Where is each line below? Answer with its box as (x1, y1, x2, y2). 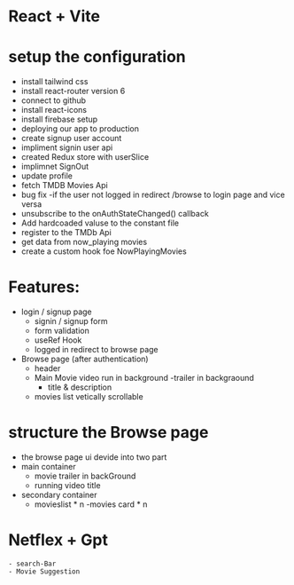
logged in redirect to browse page (34, 344, 159, 355)
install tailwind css (20, 76, 89, 87)
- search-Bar (8, 559, 57, 568)
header (34, 363, 61, 374)
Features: (8, 277, 81, 297)
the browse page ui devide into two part (20, 452, 167, 462)
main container (20, 462, 76, 471)
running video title (34, 480, 101, 490)
